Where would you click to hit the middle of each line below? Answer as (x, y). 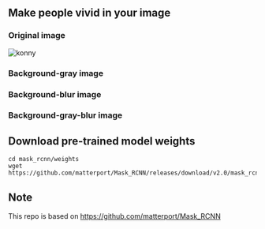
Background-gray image (56, 73)
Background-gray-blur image (65, 115)
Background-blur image (55, 94)
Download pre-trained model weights (102, 141)
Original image (37, 36)
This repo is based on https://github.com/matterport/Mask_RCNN (114, 216)
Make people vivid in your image (90, 13)
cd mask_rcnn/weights (44, 160)
